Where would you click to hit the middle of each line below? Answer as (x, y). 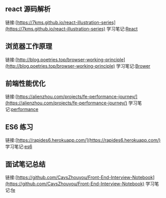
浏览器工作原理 (29, 47)
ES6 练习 (19, 127)
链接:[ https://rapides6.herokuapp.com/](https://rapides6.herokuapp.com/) (83, 140)
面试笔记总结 (25, 164)
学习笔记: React (122, 29)
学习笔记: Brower (133, 66)
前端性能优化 (25, 84)
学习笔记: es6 (19, 147)
